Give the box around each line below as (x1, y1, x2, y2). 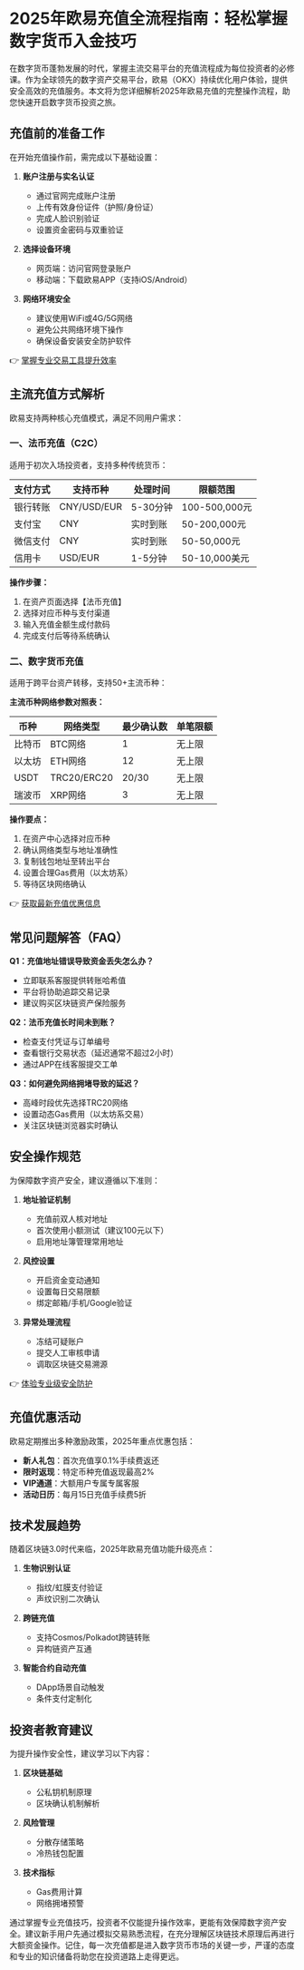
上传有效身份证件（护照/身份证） (35, 201, 158, 212)
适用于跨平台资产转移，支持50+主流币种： (9, 678, 167, 688)
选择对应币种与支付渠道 (22, 607, 110, 618)
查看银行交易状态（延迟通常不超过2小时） (22, 1047, 179, 1058)
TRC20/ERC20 (50, 772, 114, 785)
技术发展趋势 (9, 1517, 81, 1533)
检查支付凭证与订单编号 (22, 1036, 110, 1047)
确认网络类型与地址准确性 (22, 844, 119, 855)
